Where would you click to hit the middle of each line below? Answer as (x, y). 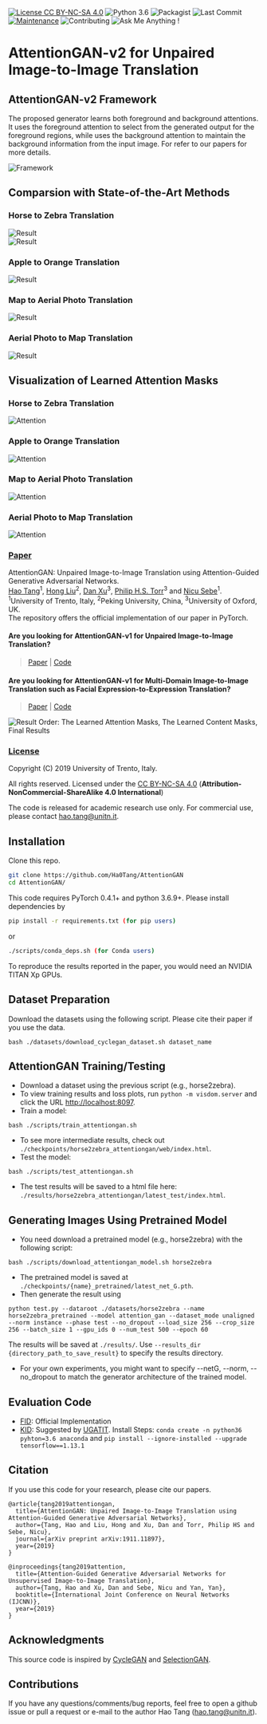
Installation (37, 841)
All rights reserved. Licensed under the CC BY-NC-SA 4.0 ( (105, 784)
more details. (30, 152)
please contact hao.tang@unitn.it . (64, 817)
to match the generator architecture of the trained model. (153, 1377)
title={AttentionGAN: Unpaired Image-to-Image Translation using (126, 1511)
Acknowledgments (57, 1640)
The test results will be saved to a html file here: (98, 1187)
